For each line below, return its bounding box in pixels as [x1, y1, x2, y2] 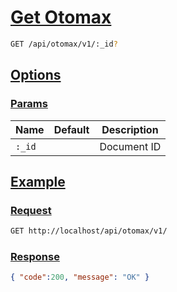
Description [101, 122, 159, 136]
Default [53, 122, 90, 136]
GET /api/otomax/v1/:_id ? [10, 39, 118, 49]
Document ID [99, 139, 162, 153]
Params [10, 97, 48, 111]
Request [10, 203, 52, 217]
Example [10, 173, 66, 190]
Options [10, 67, 62, 84]
